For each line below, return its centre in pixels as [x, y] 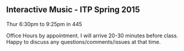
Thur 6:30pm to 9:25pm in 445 [44, 24]
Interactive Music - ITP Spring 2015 [73, 10]
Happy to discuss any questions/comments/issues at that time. [84, 42]
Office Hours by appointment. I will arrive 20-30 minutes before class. [92, 36]
